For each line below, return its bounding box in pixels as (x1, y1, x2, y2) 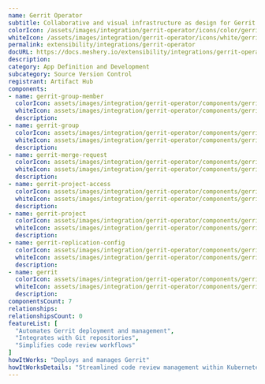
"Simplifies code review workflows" (15, 341, 136, 349)
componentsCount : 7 (8, 297, 73, 305)
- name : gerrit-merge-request (8, 151, 108, 158)
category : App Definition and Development (8, 63, 150, 71)
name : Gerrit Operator (8, 11, 83, 20)
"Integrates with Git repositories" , (15, 334, 140, 342)
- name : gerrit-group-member (8, 92, 104, 100)
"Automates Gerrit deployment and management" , (15, 326, 175, 335)
